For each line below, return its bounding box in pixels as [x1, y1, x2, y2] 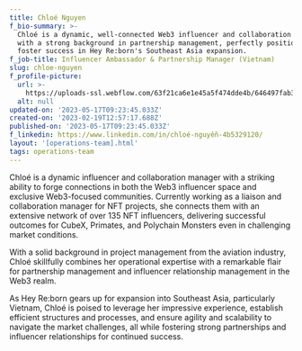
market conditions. [9, 229, 79, 239]
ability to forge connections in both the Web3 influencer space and [9, 181, 257, 192]
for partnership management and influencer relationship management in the [9, 265, 290, 276]
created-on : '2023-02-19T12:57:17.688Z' [9, 113, 164, 122]
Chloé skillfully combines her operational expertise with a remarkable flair [9, 256, 281, 266]
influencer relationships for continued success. [9, 330, 184, 342]
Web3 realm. [9, 275, 57, 286]
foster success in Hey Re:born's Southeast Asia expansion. [17, 47, 247, 56]
